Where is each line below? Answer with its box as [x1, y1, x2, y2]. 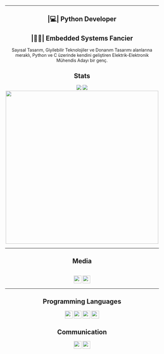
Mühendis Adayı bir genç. [56, 57, 108, 64]
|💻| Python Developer [47, 15, 117, 24]
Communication [57, 328, 107, 336]
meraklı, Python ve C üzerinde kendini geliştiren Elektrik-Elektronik [15, 52, 149, 58]
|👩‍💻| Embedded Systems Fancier [31, 34, 133, 42]
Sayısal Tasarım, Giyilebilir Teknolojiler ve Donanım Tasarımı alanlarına [11, 47, 153, 53]
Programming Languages [42, 297, 122, 306]
